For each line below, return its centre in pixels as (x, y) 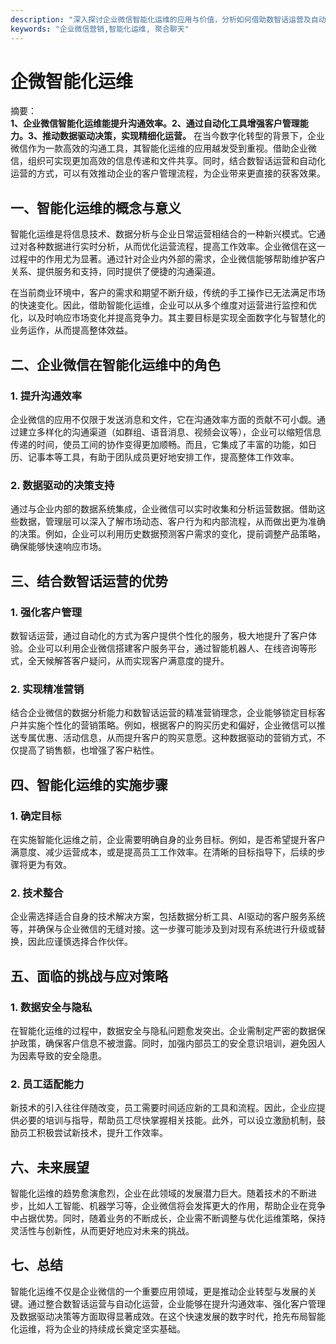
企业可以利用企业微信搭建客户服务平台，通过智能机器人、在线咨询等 (167, 648)
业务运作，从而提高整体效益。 (71, 330)
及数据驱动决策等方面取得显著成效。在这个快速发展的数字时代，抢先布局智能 (168, 1316)
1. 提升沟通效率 (46, 396)
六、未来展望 (50, 1167)
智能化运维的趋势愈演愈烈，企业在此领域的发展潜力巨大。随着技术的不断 (159, 1193)
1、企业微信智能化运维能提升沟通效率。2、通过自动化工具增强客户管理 (155, 123)
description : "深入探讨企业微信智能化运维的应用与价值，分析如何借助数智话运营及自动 (168, 19)
